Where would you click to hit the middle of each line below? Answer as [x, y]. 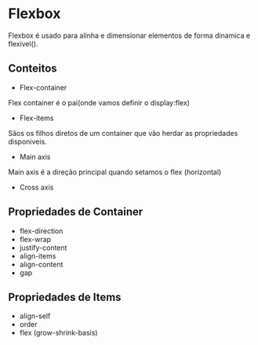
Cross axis [36, 187]
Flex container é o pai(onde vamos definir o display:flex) [99, 102]
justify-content [43, 248]
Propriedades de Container [76, 212]
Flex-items [36, 118]
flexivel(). [23, 43]
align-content [41, 264]
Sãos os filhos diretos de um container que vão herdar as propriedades [123, 133]
